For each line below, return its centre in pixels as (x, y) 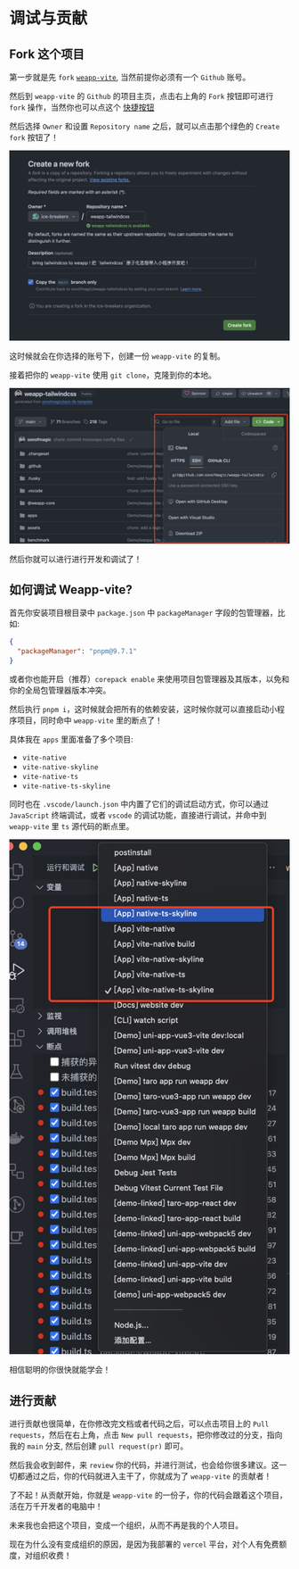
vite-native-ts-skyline (66, 786)
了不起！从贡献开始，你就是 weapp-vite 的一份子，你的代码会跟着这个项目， (148, 1495)
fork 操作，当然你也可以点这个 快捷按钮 (82, 107)
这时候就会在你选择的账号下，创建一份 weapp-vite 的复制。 (117, 356)
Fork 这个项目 (47, 54)
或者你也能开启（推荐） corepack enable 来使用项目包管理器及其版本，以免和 (149, 679)
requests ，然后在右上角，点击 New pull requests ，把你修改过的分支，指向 (146, 1435)
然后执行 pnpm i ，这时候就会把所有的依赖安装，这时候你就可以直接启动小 (143, 710)
